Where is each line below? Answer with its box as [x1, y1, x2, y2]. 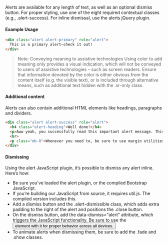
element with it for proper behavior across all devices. [14, 223, 113, 229]
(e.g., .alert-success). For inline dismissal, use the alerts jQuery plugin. [5, 15, 150, 20]
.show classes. [12, 234, 43, 240]
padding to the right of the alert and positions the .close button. [12, 206, 143, 212]
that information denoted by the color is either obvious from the [17, 71, 148, 77]
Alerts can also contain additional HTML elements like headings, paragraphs [5, 105, 162, 111]
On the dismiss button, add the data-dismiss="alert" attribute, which [12, 212, 153, 218]
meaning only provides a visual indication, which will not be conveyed [17, 61, 161, 67]
